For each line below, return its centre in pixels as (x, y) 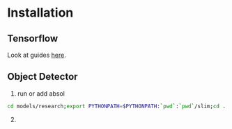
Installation (40, 13)
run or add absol (41, 93)
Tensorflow (33, 38)
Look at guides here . (37, 55)
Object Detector (42, 77)
